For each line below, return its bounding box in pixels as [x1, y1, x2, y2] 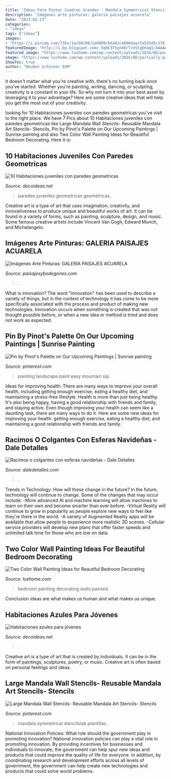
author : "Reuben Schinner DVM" [5, 64, 72, 69]
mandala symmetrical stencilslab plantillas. [17, 720, 108, 726]
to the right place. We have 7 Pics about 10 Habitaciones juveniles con [5, 115, 153, 121]
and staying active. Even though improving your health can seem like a [5, 404, 154, 410]
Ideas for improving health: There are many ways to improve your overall [5, 383, 158, 389]
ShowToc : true [5, 60, 36, 65]
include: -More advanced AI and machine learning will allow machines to [5, 497, 158, 504]
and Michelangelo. [5, 224, 44, 230]
